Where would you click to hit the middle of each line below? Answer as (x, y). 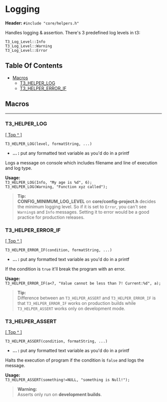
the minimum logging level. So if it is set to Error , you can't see (82, 206)
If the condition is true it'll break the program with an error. (65, 269)
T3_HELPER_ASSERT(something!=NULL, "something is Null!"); (68, 380)
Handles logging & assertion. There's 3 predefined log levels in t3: (73, 32)
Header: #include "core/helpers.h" (42, 23)
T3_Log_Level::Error (27, 50)
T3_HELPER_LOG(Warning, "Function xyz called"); (56, 187)
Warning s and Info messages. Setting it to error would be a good (83, 212)
